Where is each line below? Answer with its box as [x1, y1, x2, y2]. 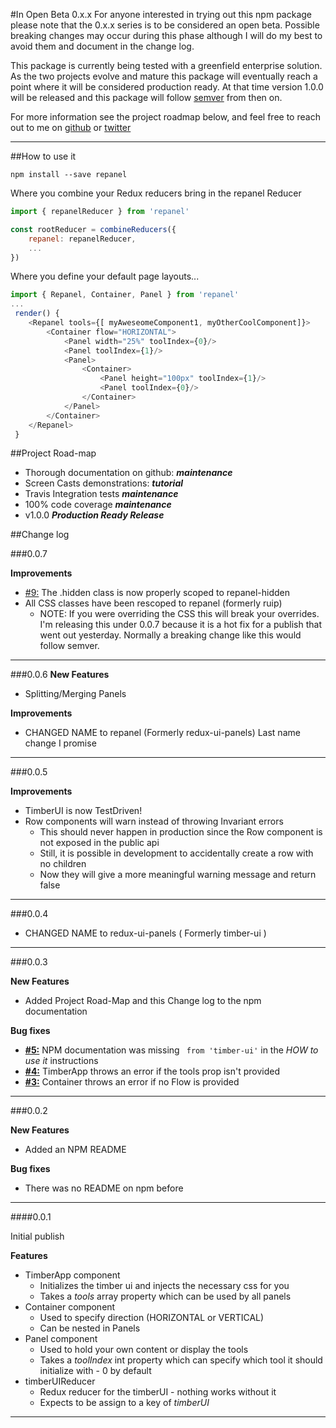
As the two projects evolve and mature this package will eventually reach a [10, 70, 318, 82]
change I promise [24, 737, 97, 749]
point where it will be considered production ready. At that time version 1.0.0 [10, 81, 324, 93]
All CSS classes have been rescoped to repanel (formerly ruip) [24, 597, 283, 609]
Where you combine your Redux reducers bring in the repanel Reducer [10, 187, 302, 199]
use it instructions [24, 1055, 99, 1067]
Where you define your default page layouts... [10, 270, 200, 283]
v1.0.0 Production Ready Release [24, 509, 165, 521]
